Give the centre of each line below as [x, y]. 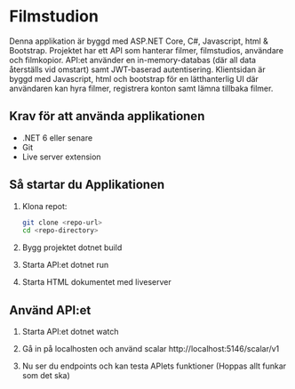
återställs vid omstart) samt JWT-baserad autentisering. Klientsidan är [137, 69]
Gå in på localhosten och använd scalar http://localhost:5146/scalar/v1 [151, 349]
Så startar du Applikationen [87, 185]
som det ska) [46, 376]
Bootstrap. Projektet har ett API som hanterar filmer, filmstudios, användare [147, 50]
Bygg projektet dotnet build [72, 247]
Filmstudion [54, 16]
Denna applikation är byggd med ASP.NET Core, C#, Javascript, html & [139, 41]
